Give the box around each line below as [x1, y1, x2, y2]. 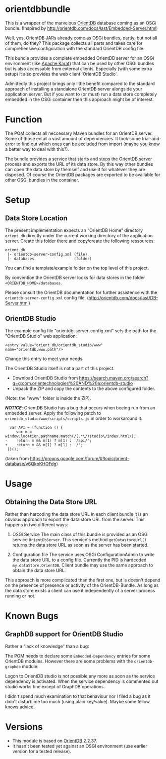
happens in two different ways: [5, 521, 68, 528]
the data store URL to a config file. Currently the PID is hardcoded [12, 557, 147, 563]
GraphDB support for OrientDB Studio [5, 630, 123, 639]
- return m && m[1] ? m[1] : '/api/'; [5, 438, 92, 443]
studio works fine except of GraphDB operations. [5, 683, 105, 689]
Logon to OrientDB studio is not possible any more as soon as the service [5, 673, 155, 679]
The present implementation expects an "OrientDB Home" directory [5, 227, 143, 233]
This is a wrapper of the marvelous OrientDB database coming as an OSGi [5, 20, 157, 26]
